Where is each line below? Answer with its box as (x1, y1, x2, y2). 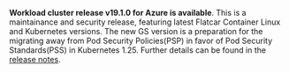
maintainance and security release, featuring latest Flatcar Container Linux (9, 17, 281, 27)
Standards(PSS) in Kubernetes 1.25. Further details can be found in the (9, 45, 267, 55)
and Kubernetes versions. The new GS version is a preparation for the (9, 26, 263, 36)
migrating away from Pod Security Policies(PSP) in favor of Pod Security (9, 35, 273, 46)
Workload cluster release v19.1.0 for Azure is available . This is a (9, 8, 247, 18)
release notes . (9, 55, 61, 64)
